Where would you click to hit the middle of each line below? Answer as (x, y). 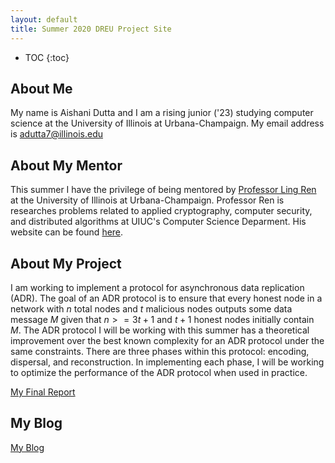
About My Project (66, 263)
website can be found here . (67, 232)
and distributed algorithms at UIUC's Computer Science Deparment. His (158, 222)
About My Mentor (66, 165)
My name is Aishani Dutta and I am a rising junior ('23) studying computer (162, 113)
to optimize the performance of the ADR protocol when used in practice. (159, 372)
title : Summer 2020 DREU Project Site (91, 29)
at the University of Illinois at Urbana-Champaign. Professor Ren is (147, 200)
